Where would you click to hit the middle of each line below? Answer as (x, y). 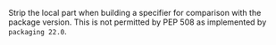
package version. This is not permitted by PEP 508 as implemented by (138, 22)
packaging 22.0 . (38, 31)
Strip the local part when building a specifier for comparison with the (135, 13)
